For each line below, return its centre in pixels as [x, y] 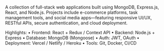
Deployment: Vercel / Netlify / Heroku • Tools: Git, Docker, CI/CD [71, 43]
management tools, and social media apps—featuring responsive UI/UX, [79, 18]
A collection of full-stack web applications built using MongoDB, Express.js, [82, 7]
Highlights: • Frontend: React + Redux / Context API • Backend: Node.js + [80, 32]
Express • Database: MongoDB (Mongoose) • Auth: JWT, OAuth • [72, 38]
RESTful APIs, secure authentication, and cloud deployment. [66, 23]
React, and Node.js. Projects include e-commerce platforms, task [72, 12]
